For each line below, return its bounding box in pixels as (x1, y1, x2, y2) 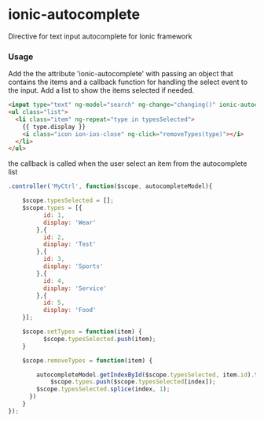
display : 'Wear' (42, 218, 97, 226)
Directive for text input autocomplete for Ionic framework (8, 31, 192, 41)
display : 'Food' (42, 306, 97, 314)
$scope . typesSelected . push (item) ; (42, 335, 156, 343)
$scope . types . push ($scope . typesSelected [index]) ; (49, 378, 216, 386)
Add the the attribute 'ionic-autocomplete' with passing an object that (8, 69, 233, 79)
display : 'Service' (42, 284, 108, 292)
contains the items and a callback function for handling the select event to (8, 77, 248, 87)
